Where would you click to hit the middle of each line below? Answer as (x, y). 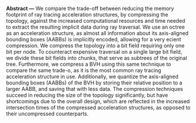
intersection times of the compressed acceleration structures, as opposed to (98, 108)
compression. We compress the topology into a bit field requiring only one (95, 45)
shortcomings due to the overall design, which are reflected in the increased (98, 101)
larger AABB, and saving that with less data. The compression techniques (94, 89)
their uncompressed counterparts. (47, 114)
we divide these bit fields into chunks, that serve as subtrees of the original (97, 58)
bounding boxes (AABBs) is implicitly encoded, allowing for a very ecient (94, 39)
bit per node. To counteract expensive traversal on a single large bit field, (94, 52)
